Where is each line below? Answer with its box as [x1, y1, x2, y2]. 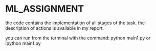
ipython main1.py [5, 40, 41, 46]
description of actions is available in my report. [5, 25, 104, 31]
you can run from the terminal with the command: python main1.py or [5, 35, 151, 41]
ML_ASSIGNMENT [5, 3, 84, 15]
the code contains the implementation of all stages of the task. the [5, 20, 145, 26]
